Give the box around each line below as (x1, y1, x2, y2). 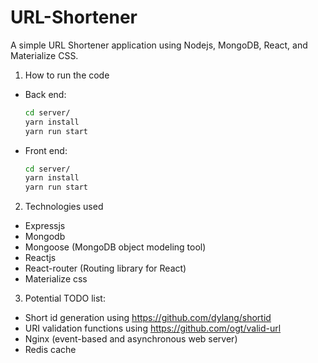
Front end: (24, 144, 68, 156)
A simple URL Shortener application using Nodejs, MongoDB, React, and (10, 39, 308, 51)
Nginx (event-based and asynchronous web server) (24, 333, 238, 345)
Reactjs (24, 252, 57, 264)
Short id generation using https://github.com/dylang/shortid (24, 312, 272, 324)
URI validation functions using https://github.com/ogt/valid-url (24, 322, 282, 335)
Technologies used (24, 201, 104, 213)
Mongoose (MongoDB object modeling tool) (24, 241, 207, 253)
